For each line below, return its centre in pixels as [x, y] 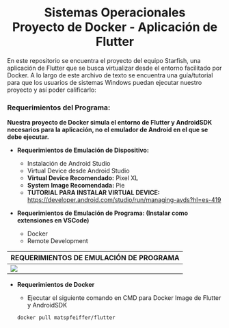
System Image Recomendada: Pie [76, 186]
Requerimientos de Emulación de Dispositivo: [83, 150]
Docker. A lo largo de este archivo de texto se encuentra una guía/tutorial [110, 75]
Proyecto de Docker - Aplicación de [115, 27]
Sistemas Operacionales [115, 13]
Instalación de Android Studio [69, 164]
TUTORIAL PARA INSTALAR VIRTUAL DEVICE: [94, 192]
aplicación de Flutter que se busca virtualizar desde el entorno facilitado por [114, 68]
